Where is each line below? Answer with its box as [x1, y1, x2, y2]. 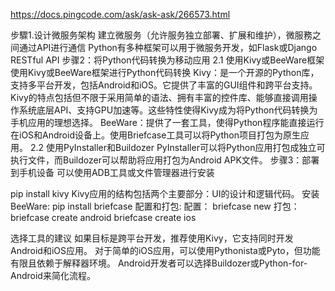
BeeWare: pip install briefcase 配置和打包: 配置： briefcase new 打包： [10, 200, 300, 212]
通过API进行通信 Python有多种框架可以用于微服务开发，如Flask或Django [18, 42, 318, 53]
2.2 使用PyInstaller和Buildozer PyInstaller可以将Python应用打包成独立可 [29, 142, 326, 153]
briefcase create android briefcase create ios [10, 212, 197, 223]
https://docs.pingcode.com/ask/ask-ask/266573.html [10, 9, 231, 20]
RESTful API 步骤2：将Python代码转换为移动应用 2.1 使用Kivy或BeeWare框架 [10, 54, 325, 66]
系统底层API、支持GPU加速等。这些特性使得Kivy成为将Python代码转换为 [18, 104, 318, 116]
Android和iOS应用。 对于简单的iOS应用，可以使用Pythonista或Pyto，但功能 [10, 245, 321, 256]
